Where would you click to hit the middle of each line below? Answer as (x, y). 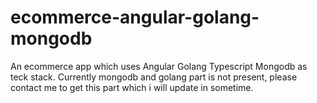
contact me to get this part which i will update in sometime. (132, 87)
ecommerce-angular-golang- (135, 17)
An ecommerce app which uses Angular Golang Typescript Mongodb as (159, 66)
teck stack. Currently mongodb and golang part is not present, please (154, 77)
